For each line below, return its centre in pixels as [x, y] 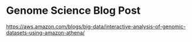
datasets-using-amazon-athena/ [46, 32]
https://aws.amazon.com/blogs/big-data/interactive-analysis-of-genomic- [96, 26]
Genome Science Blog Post [73, 11]
